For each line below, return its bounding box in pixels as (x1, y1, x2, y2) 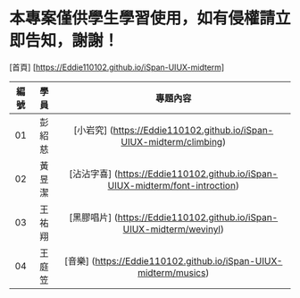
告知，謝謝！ (25, 30, 120, 51)
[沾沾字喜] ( (68, 167, 118, 180)
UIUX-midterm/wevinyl (122, 223, 221, 235)
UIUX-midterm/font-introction (107, 179, 237, 192)
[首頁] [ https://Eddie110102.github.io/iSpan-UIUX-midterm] (9, 62, 225, 72)
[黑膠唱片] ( (68, 211, 118, 224)
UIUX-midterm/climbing (121, 135, 223, 148)
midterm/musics (137, 266, 206, 278)
